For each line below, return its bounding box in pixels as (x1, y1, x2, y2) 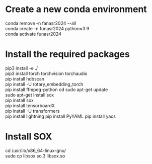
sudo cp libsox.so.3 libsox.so (5, 152, 65, 159)
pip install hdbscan (5, 75, 44, 81)
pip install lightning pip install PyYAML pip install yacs (5, 113, 116, 119)
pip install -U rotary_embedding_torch (5, 81, 84, 87)
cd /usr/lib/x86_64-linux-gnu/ (5, 147, 66, 153)
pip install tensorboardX (5, 102, 55, 109)
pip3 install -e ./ (5, 65, 38, 71)
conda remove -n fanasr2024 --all (5, 20, 77, 26)
